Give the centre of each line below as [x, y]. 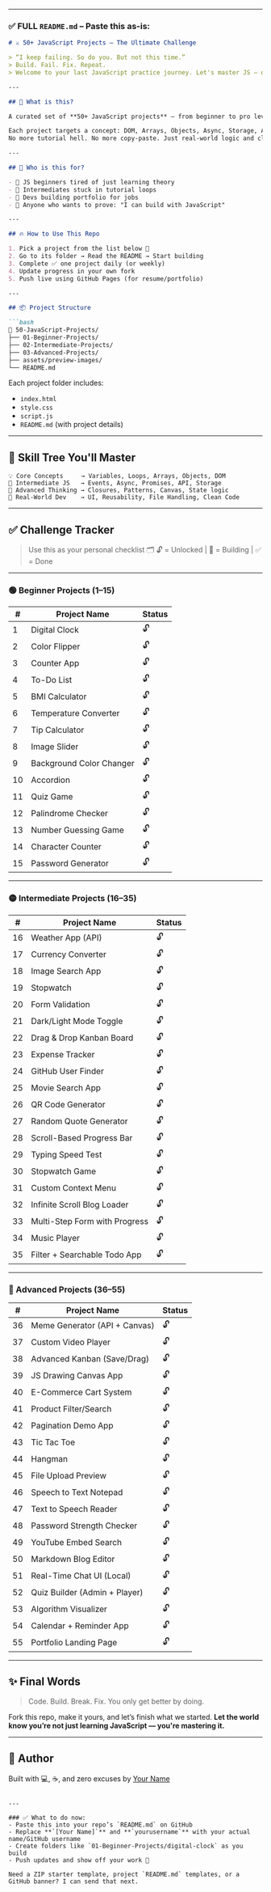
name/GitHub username [45, 1839]
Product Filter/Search [71, 1409]
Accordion [51, 780]
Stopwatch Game [64, 1171]
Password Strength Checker [84, 1526]
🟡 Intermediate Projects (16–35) [73, 899]
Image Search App [66, 971]
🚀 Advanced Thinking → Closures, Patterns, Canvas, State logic [119, 490]
